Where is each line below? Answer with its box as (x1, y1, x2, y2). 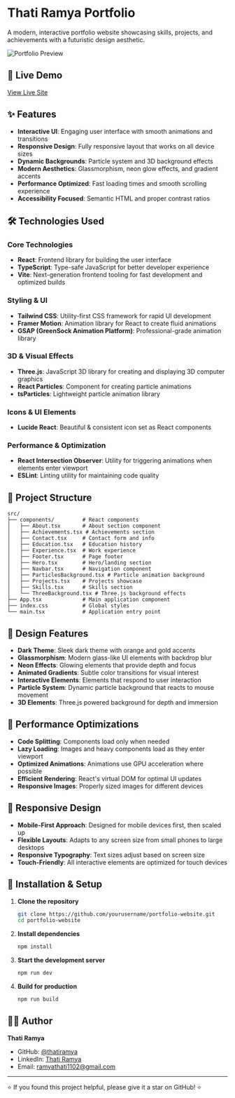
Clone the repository (17, 897, 79, 905)
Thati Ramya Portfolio (7, 5, 136, 21)
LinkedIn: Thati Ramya (17, 1055, 82, 1063)
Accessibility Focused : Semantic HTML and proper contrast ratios (17, 194, 211, 203)
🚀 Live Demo (7, 69, 63, 81)
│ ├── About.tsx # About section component (7, 522, 161, 530)
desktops (17, 843, 45, 851)
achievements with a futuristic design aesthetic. (7, 35, 145, 43)
